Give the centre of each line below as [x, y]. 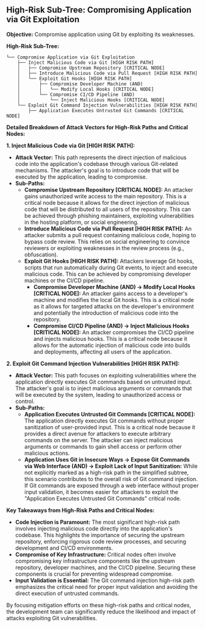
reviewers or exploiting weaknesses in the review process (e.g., [104, 248]
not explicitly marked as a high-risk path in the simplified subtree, [106, 473]
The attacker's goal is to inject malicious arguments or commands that [103, 388]
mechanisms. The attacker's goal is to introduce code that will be [97, 170]
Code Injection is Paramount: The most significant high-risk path [97, 522]
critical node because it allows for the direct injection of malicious [107, 202]
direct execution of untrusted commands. [67, 593]
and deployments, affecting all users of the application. [103, 351]
